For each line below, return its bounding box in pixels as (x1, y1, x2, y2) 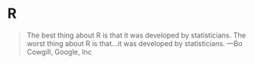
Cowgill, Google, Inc (26, 47, 92, 56)
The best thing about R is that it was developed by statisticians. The (26, 30, 246, 40)
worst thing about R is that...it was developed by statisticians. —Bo (26, 38, 243, 48)
